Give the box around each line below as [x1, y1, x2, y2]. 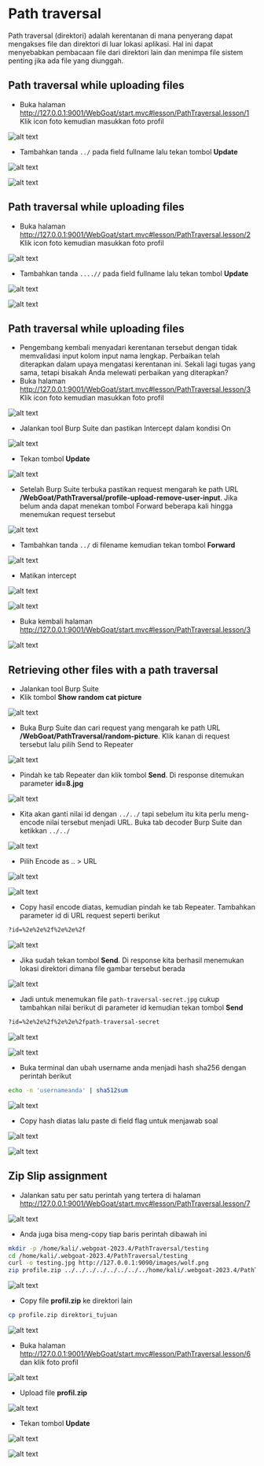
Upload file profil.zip [19, 1388, 88, 1397]
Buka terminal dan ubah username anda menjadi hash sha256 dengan [19, 1062, 247, 1072]
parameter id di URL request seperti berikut [19, 911, 160, 921]
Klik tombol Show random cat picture [19, 693, 142, 702]
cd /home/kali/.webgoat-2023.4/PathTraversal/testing [8, 1252, 189, 1259]
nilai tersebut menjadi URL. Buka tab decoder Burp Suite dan [46, 817, 242, 828]
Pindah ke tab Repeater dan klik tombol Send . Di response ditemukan [19, 770, 244, 780]
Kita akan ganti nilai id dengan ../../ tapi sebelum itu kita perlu [19, 809, 226, 819]
